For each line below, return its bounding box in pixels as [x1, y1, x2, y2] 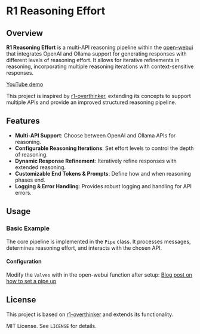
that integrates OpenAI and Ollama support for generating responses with [6, 50, 187, 57]
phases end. [14, 176, 46, 183]
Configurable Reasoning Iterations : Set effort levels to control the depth [14, 145, 194, 152]
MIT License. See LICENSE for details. [6, 322, 97, 329]
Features [6, 116, 40, 126]
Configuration [6, 258, 42, 265]
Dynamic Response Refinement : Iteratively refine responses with [14, 157, 177, 164]
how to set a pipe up [6, 277, 57, 284]
